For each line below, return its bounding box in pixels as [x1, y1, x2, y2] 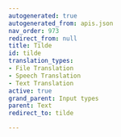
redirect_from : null [8, 34, 78, 43]
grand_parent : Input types [8, 94, 99, 102]
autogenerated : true [8, 11, 78, 20]
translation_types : [8, 57, 74, 65]
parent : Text [8, 102, 52, 110]
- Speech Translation [8, 72, 81, 80]
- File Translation [8, 64, 74, 73]
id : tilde [8, 49, 42, 57]
